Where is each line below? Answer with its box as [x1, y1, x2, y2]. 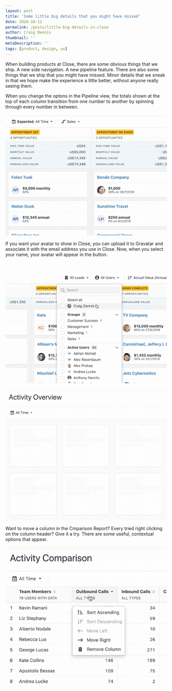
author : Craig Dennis [5, 30, 52, 35]
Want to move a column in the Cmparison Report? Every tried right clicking [5, 525, 163, 531]
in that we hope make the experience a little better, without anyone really [5, 77, 159, 83]
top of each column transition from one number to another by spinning [5, 98, 154, 104]
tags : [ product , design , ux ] [5, 46, 68, 51]
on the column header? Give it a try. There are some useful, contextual [5, 531, 154, 537]
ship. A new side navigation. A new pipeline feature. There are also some [5, 66, 159, 72]
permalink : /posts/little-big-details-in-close [5, 25, 109, 30]
